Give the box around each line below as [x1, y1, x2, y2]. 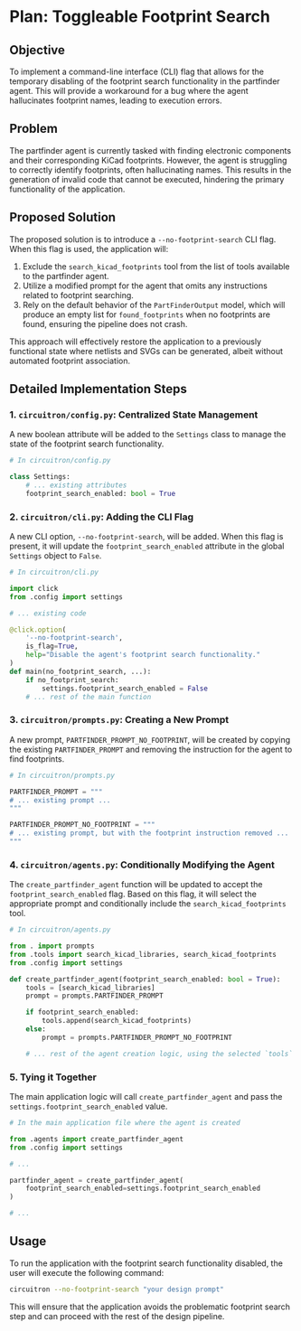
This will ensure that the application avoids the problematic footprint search [9, 1301, 291, 1312]
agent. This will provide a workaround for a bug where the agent [9, 86, 249, 96]
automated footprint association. [9, 355, 131, 366]
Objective [9, 42, 66, 58]
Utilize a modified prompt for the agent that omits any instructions [22, 280, 268, 291]
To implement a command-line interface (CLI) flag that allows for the [9, 66, 265, 77]
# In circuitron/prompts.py [9, 771, 116, 780]
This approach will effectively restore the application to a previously [9, 336, 262, 347]
